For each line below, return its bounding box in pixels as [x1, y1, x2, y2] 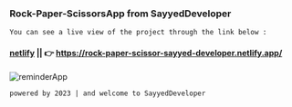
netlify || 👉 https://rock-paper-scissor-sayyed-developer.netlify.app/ [9, 47, 283, 58]
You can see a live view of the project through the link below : [9, 28, 267, 37]
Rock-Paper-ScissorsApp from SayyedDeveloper [9, 7, 232, 20]
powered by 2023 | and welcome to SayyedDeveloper [9, 89, 206, 98]
